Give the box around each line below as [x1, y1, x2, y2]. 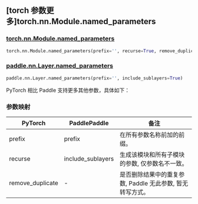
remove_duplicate [9, 179, 59, 187]
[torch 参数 [6, 5, 47, 16]
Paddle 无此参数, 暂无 [128, 179, 189, 188]
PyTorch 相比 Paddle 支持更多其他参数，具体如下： [6, 86, 130, 93]
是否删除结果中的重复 [120, 170, 179, 179]
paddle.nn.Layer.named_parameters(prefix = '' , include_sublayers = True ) [6, 75, 183, 81]
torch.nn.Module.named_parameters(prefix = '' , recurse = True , [6, 48, 157, 54]
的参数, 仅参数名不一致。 [120, 159, 188, 168]
